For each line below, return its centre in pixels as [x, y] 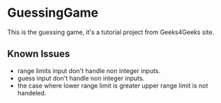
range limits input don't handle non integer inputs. [89, 70]
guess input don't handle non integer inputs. [81, 78]
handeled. [32, 93]
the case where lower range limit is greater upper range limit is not [113, 86]
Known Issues [39, 54]
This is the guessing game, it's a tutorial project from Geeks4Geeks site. [111, 32]
